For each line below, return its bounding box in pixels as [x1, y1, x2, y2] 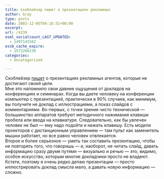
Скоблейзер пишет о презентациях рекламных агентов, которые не [5, 75, 147, 81]
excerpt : [5, 26, 23, 30]
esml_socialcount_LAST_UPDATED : [5, 35, 71, 40]
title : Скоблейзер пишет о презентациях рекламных [5, 7, 111, 12]
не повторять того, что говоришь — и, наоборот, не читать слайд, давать [5, 143, 158, 149]
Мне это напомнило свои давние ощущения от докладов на [5, 86, 131, 91]
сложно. [5, 169, 23, 175]
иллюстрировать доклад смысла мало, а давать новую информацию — [5, 164, 156, 170]
